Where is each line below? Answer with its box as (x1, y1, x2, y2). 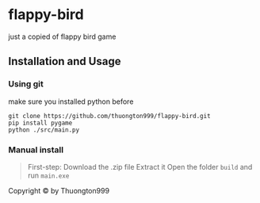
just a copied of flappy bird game (8, 32, 117, 41)
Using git (8, 79, 44, 90)
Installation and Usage (8, 55, 121, 68)
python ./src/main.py (8, 125, 80, 134)
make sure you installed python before (8, 97, 134, 106)
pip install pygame (8, 119, 73, 127)
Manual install (8, 144, 64, 155)
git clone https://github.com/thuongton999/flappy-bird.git (8, 112, 212, 120)
